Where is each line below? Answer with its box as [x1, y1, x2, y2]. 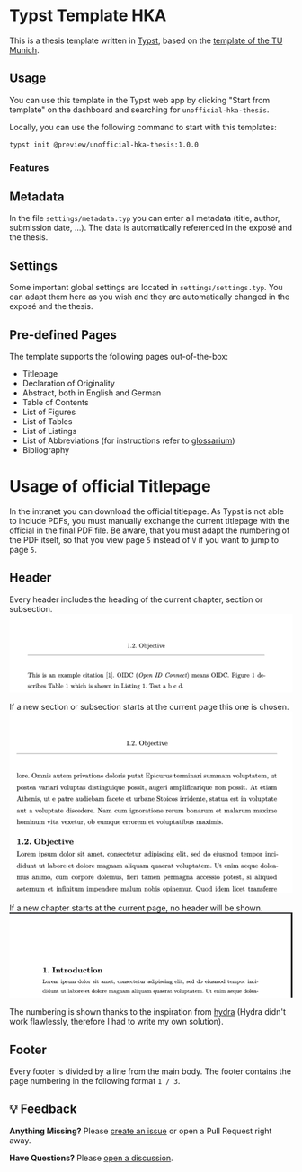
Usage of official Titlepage [9, 476, 211, 497]
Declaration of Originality [22, 377, 115, 388]
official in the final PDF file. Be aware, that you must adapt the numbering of [9, 525, 290, 536]
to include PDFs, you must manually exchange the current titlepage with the [9, 515, 290, 526]
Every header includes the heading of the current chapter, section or [9, 594, 263, 605]
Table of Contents [22, 396, 89, 407]
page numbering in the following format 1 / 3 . [9, 1076, 181, 1087]
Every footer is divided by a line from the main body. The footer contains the [9, 1066, 292, 1077]
